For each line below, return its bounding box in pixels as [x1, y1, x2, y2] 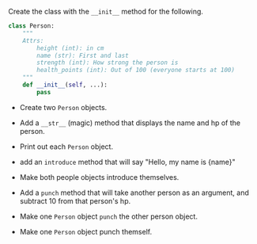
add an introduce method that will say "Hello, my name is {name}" [19, 157, 236, 166]
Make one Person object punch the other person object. [19, 212, 198, 221]
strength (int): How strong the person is [36, 59, 179, 67]
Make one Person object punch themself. [19, 227, 153, 236]
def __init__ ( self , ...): [22, 81, 108, 89]
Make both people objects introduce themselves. [19, 172, 180, 181]
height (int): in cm [36, 44, 104, 52]
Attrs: [22, 36, 44, 44]
